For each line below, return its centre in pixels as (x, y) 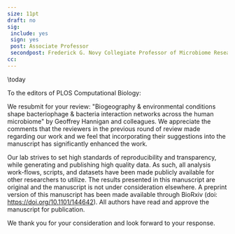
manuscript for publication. (46, 209)
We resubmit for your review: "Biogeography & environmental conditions (112, 106)
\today (16, 79)
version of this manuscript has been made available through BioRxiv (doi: (113, 194)
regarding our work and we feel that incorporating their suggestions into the (116, 136)
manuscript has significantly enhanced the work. (78, 144)
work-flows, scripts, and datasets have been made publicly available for (111, 172)
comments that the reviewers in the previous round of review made (104, 129)
